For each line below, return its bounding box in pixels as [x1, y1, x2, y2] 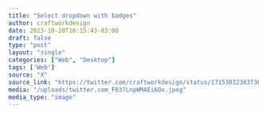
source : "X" [8, 71, 48, 79]
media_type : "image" [8, 93, 77, 101]
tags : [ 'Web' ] [8, 64, 56, 72]
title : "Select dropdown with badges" [8, 11, 137, 20]
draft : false [8, 33, 52, 42]
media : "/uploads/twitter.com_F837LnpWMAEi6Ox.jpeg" [8, 85, 187, 94]
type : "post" [8, 41, 52, 49]
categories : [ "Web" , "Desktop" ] [8, 56, 115, 64]
